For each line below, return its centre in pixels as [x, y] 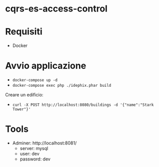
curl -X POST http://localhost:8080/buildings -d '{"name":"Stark [83, 105]
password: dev [35, 159]
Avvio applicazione [46, 66]
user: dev [29, 154]
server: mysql [34, 148]
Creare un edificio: [24, 95]
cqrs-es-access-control [56, 9]
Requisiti [24, 32]
